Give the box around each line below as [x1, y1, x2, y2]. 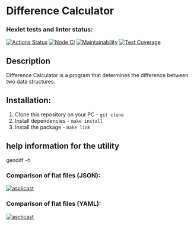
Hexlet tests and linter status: [6, 26, 93, 34]
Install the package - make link [14, 123, 91, 131]
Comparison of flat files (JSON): [6, 171, 101, 179]
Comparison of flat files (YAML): [6, 200, 101, 208]
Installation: [6, 95, 52, 105]
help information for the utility [6, 141, 120, 151]
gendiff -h [6, 156, 31, 164]
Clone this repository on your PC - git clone [14, 111, 124, 118]
